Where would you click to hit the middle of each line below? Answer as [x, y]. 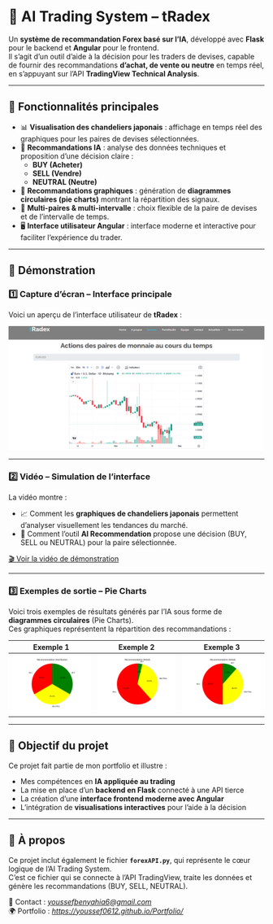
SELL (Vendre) [57, 173]
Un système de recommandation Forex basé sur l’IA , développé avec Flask [136, 39]
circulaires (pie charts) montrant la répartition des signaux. [120, 199]
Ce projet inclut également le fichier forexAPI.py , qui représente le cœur [130, 860]
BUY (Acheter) [57, 164]
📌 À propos [37, 841]
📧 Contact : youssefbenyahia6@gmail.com [80, 901]
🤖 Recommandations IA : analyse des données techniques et [123, 147]
